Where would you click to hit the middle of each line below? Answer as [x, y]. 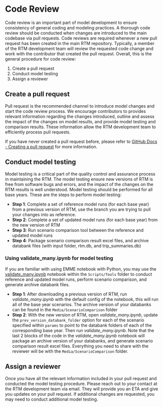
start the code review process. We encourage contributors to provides [75, 111]
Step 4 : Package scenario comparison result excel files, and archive [80, 240]
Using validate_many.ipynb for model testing [59, 258]
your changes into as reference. [44, 214]
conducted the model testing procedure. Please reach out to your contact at [81, 384]
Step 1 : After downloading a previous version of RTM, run [70, 294]
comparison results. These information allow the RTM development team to [81, 127]
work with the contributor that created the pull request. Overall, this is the [79, 54]
